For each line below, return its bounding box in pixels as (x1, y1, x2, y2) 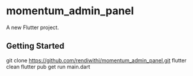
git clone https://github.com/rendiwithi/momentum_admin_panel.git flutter (6, 56, 187, 64)
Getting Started (6, 41, 65, 51)
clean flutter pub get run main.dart (6, 63, 90, 70)
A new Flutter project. (6, 24, 59, 31)
